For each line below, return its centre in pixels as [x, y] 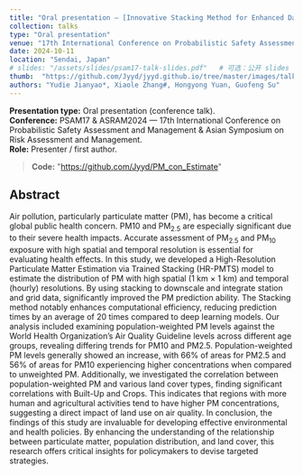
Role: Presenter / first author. [63, 149]
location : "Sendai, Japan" [60, 60]
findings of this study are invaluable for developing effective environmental [148, 423]
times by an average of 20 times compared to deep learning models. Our [144, 317]
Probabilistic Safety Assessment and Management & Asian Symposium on [147, 130]
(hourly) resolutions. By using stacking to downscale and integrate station [146, 288]
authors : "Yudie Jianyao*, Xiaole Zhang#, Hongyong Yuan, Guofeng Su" [145, 85]
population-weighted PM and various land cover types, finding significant [146, 384]
